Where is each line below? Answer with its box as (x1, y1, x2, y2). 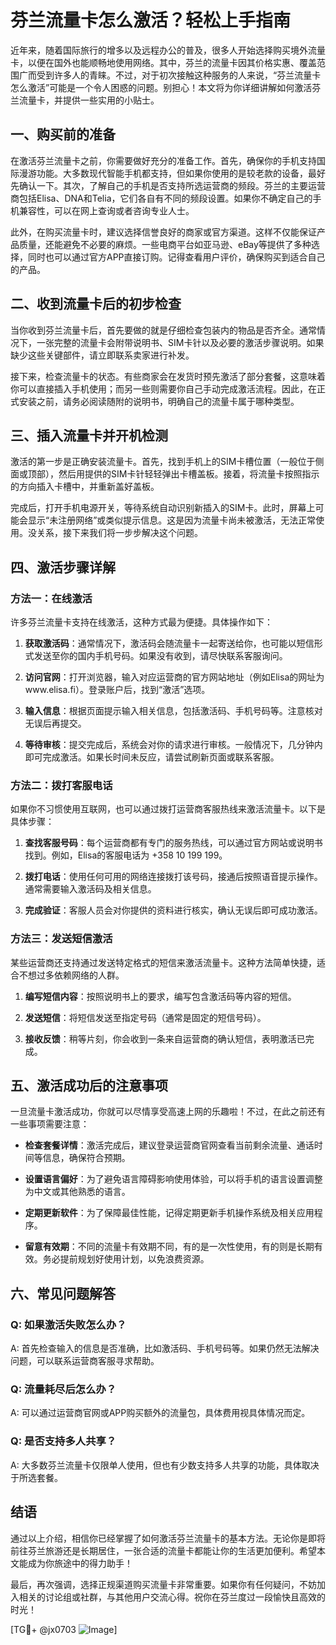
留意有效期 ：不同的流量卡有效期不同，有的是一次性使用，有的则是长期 (24, 1241, 315, 1253)
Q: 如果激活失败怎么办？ (10, 1317, 127, 1331)
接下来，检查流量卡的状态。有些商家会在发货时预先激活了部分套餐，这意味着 (10, 370, 326, 382)
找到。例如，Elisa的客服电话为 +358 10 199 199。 (24, 849, 228, 861)
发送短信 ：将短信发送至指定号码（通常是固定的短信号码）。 (24, 1011, 267, 1023)
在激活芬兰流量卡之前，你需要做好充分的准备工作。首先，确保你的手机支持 (10, 154, 317, 166)
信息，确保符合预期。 (42, 1152, 131, 1164)
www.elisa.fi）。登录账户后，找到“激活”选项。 (24, 684, 211, 696)
